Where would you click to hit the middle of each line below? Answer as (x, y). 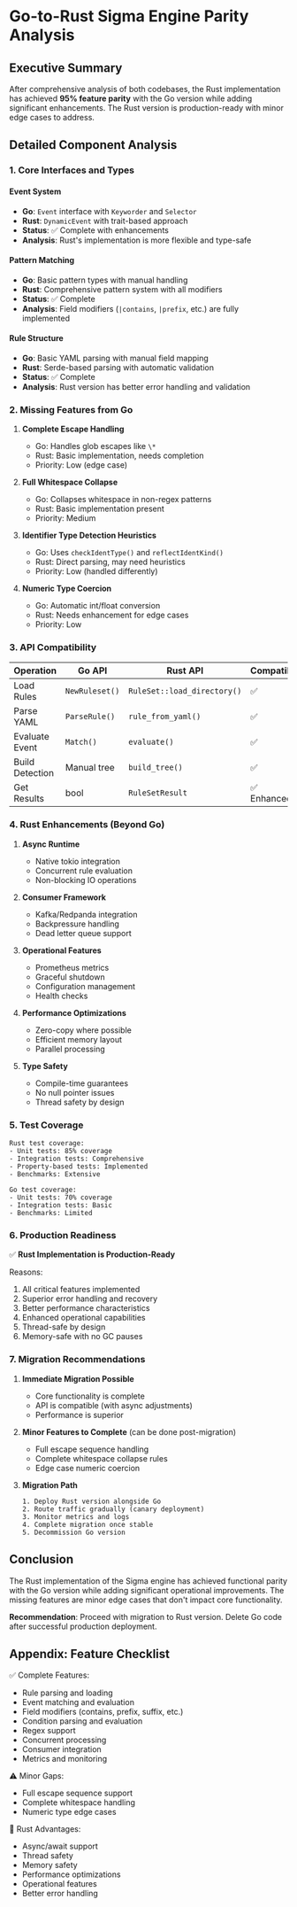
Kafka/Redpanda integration (87, 914)
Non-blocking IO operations (86, 880)
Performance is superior (79, 1415)
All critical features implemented (81, 1290)
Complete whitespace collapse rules (101, 1458)
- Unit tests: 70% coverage (61, 1198)
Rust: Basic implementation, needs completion (120, 456)
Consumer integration (61, 1749)
